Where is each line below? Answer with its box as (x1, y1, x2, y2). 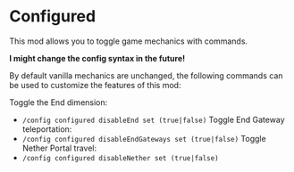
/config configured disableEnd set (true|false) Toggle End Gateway (21, 114, 285, 125)
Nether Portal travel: (21, 143, 97, 153)
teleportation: (21, 123, 72, 135)
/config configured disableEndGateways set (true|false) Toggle (21, 133, 266, 143)
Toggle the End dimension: (9, 96, 108, 108)
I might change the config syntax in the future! (9, 53, 186, 63)
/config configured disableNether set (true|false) (21, 153, 219, 162)
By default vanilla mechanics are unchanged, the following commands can (9, 70, 283, 81)
